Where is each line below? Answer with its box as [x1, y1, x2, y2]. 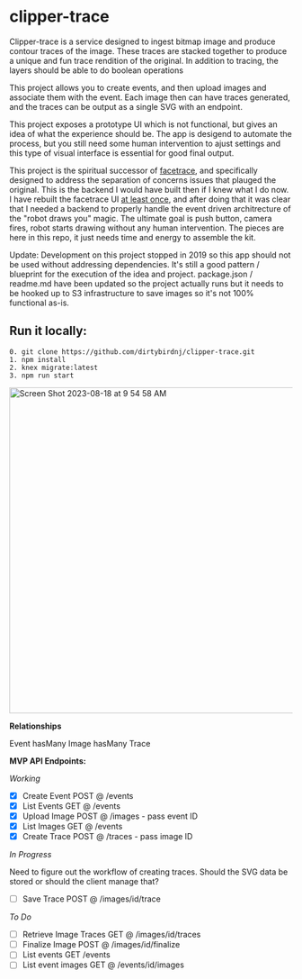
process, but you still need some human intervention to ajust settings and [9, 138, 281, 149]
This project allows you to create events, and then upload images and [9, 82, 267, 93]
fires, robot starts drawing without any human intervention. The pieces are [9, 222, 285, 233]
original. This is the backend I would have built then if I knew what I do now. [9, 184, 289, 195]
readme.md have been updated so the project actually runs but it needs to [9, 277, 284, 289]
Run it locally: [9, 323, 87, 339]
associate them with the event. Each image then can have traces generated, [9, 92, 290, 103]
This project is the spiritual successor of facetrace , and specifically [9, 165, 258, 176]
